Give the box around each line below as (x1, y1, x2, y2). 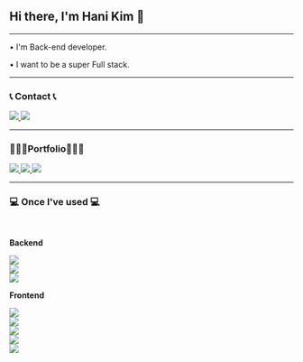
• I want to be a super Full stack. (9, 59, 130, 70)
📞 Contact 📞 (9, 89, 57, 102)
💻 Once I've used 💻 (9, 196, 101, 209)
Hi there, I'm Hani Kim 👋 (9, 9, 145, 24)
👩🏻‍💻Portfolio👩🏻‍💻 (9, 143, 85, 155)
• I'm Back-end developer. (9, 42, 107, 52)
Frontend (9, 290, 45, 301)
